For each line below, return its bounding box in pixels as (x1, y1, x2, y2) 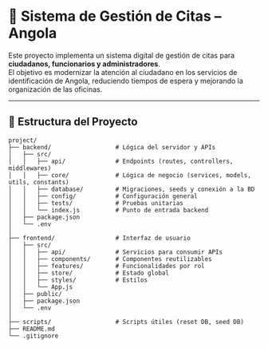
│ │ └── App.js (8, 283, 73, 291)
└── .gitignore (8, 331, 59, 340)
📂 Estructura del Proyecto (8, 115, 138, 129)
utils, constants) (8, 178, 69, 186)
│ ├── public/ (8, 290, 62, 298)
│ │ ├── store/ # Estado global (8, 269, 170, 277)
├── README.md (8, 325, 56, 333)
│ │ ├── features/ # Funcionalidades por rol (8, 262, 205, 270)
